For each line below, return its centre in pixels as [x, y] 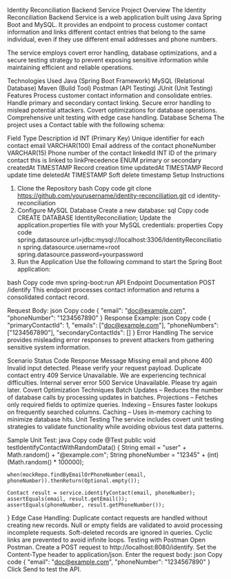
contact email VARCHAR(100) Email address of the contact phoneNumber [111, 145]
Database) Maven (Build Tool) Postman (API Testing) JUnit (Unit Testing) [110, 88]
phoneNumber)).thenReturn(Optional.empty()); [73, 481]
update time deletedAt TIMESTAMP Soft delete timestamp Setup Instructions [116, 175]
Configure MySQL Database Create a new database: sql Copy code [113, 210]
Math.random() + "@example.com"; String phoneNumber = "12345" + [107, 455]
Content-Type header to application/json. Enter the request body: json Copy [115, 554]
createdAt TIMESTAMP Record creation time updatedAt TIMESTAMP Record [115, 168]
